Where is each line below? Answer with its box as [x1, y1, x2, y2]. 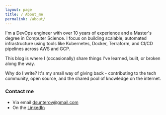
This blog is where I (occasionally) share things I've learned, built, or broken [5, 56, 161, 61]
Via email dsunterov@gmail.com [12, 99, 79, 105]
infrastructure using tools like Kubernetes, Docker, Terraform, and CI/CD [5, 41, 153, 47]
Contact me [5, 88, 34, 95]
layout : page [5, 7, 32, 12]
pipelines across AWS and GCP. [5, 46, 71, 52]
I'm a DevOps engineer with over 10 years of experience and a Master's [5, 30, 152, 36]
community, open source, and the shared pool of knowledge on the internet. [5, 75, 162, 82]
